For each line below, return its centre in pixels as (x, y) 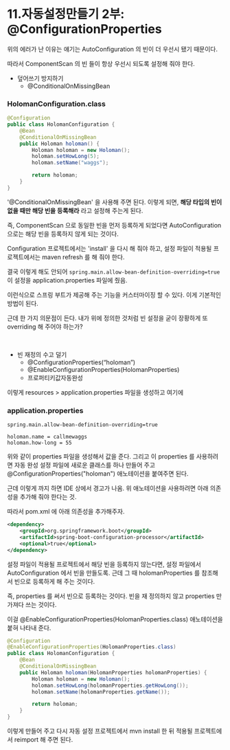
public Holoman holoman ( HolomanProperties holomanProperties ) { (113, 672)
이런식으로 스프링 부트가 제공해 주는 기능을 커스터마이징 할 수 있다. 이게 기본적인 (114, 295)
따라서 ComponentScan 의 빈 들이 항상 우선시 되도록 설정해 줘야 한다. (101, 63)
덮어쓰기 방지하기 (40, 78)
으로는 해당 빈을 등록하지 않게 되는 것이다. (63, 234)
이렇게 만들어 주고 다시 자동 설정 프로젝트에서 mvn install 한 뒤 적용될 (100, 731)
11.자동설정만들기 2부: (66, 14)
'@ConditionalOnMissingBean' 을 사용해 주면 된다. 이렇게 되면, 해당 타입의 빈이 (115, 202)
